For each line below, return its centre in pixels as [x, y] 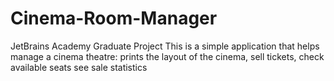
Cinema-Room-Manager [114, 18]
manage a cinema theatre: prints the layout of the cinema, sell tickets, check [167, 56]
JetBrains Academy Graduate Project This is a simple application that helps [165, 46]
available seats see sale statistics [79, 67]
